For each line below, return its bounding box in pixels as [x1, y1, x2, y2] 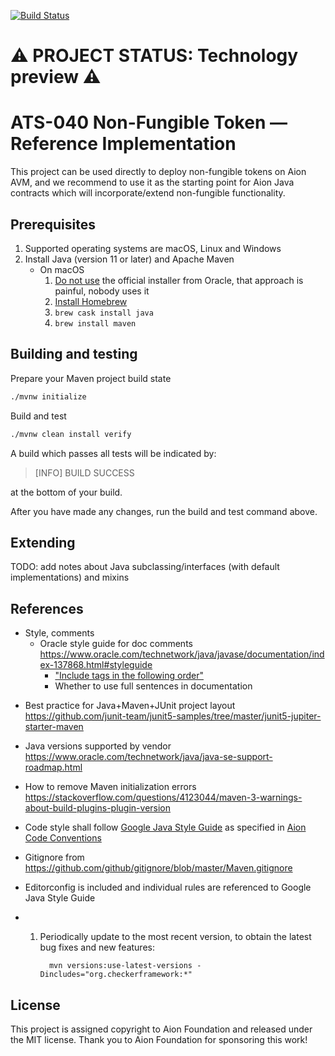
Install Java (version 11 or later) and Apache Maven [24, 253, 235, 265]
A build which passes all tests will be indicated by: [10, 447, 217, 459]
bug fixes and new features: [39, 941, 155, 954]
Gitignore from [24, 851, 85, 864]
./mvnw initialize [10, 391, 87, 402]
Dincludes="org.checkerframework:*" [39, 970, 193, 980]
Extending [10, 534, 76, 551]
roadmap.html [24, 761, 83, 774]
